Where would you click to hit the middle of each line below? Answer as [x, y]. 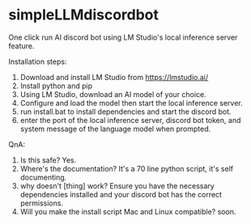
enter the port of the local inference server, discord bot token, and [130, 120]
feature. [21, 45]
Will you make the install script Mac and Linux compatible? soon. [128, 211]
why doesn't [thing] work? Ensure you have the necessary [117, 186]
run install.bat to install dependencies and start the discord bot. [126, 112]
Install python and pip [56, 86]
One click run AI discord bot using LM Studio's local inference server [123, 37]
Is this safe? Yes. [48, 160]
